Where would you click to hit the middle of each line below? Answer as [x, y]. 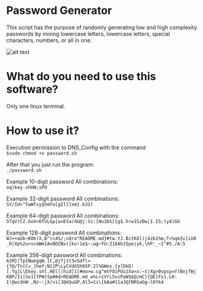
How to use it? [43, 131]
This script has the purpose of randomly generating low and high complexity [102, 27]
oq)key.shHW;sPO [27, 187]
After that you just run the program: [50, 164]
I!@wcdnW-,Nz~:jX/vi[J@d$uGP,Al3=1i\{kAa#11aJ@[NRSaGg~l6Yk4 [85, 282]
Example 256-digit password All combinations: [65, 255]
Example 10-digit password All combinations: [62, 181]
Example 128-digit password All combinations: [64, 232]
